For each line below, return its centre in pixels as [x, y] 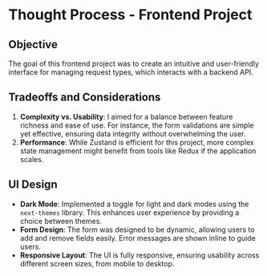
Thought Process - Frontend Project [130, 15]
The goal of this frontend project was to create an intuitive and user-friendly [133, 63]
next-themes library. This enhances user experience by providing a [129, 212]
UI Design [33, 185]
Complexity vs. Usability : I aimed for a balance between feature [126, 116]
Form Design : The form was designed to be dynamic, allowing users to [137, 229]
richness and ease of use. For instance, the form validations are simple [137, 125]
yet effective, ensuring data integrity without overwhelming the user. [133, 133]
